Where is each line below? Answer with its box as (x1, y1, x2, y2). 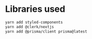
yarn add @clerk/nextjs (5, 24, 54, 29)
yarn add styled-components (5, 20, 63, 25)
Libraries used (5, 3, 65, 15)
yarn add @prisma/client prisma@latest (5, 29, 88, 34)
